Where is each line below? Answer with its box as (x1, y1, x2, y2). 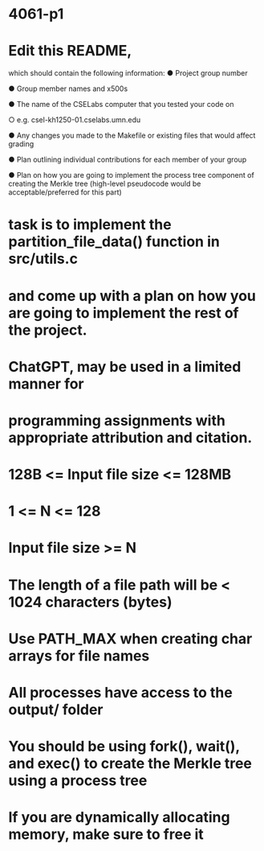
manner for (8, 375, 84, 393)
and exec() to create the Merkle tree (8, 754, 253, 773)
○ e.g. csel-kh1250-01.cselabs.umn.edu (8, 115, 141, 125)
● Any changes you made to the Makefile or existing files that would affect (8, 130, 256, 141)
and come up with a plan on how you (8, 286, 257, 305)
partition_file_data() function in (8, 232, 221, 251)
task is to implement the (8, 216, 172, 234)
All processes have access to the (8, 684, 233, 701)
